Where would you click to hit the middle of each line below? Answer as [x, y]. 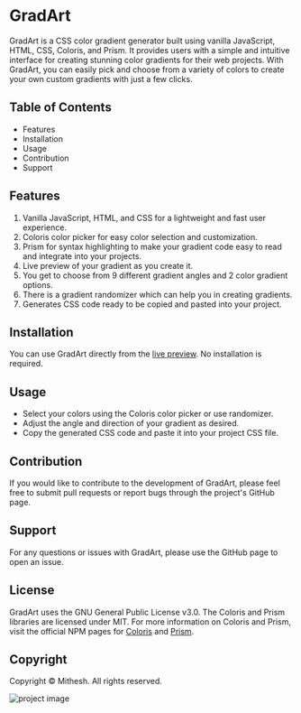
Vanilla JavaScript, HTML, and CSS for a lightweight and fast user [144, 218]
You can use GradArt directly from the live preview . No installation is [136, 354]
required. [26, 364]
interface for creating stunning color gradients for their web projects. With [146, 60]
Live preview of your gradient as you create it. [108, 265]
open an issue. [37, 561]
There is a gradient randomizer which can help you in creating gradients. [157, 294]
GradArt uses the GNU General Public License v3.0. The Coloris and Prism [147, 612]
